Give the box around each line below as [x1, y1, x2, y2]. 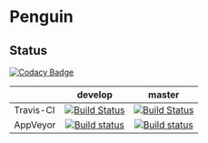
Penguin [9, 6, 74, 27]
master [148, 88, 180, 101]
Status [9, 43, 48, 58]
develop [76, 88, 114, 101]
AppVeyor [14, 118, 56, 131]
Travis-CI [14, 104, 55, 116]
